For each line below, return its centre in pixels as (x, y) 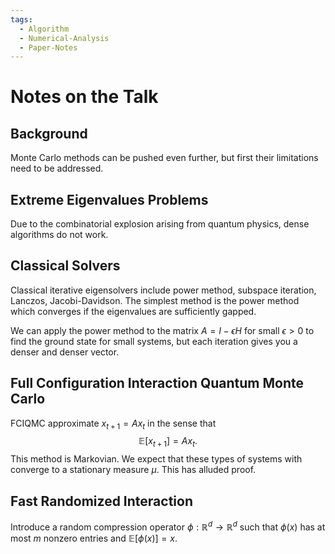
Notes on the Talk (84, 97)
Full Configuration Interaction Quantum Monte (157, 383)
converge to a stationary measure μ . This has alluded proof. (133, 470)
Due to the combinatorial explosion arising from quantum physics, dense (160, 224)
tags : (21, 19)
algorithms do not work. (59, 235)
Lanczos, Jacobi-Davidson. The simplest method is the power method (155, 300)
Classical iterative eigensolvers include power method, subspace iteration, (163, 290)
